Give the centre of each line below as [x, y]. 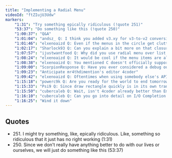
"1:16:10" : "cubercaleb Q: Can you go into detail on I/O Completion [90, 96]
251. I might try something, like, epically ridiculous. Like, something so [86, 134]
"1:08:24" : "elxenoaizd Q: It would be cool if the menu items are [88, 58]
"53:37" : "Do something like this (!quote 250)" [67, 29]
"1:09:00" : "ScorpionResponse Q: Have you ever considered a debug [88, 67]
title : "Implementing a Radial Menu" [46, 10]
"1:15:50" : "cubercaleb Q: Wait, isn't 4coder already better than [88, 91]
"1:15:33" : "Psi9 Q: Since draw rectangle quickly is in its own [86, 86]
